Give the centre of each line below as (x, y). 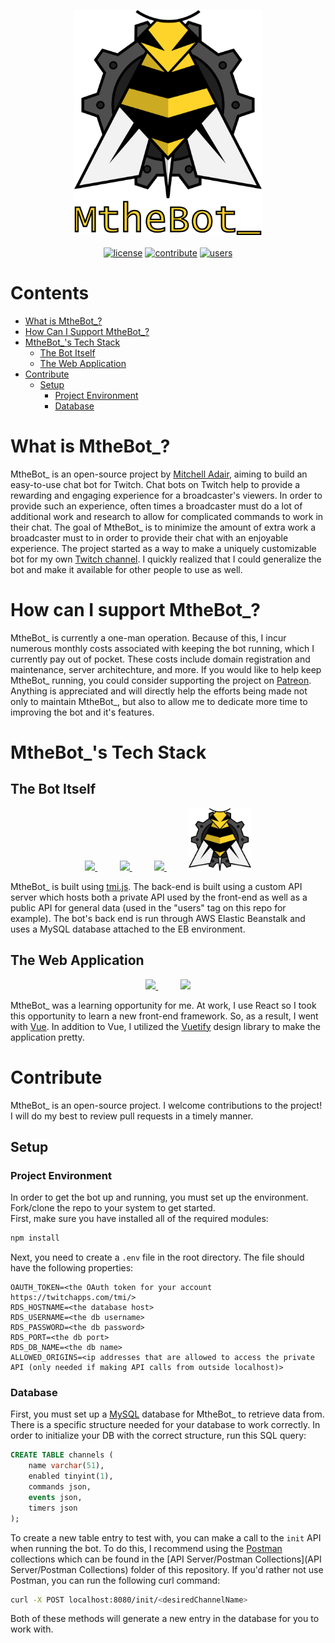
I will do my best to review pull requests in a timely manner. (132, 1116)
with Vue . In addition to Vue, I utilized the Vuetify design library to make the (165, 1026)
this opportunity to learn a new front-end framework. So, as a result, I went (164, 1016)
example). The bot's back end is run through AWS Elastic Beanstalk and (158, 918)
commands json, (60, 1487)
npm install (35, 1238)
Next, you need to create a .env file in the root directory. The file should (157, 1257)
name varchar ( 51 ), (66, 1466)
